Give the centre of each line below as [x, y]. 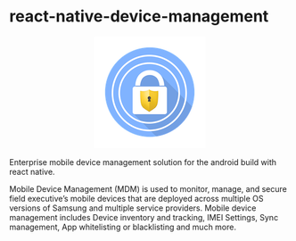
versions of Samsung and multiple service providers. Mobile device [133, 208]
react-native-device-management [139, 17]
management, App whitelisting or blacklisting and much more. [123, 227]
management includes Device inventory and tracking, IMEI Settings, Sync [144, 217]
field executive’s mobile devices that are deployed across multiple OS [137, 198]
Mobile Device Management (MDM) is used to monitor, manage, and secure [148, 188]
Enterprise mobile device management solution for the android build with [143, 162]
